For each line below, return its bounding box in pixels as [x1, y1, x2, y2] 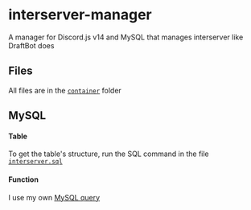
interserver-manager [8, 6, 152, 24]
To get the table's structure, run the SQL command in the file [8, 149, 209, 159]
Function [8, 175, 39, 184]
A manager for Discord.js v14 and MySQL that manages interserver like [8, 32, 244, 42]
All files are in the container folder [8, 85, 122, 95]
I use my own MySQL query [8, 192, 101, 202]
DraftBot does [8, 40, 55, 50]
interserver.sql [8, 158, 63, 166]
